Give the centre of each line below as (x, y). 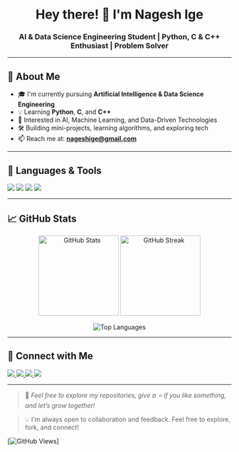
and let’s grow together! (60, 405)
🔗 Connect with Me (51, 356)
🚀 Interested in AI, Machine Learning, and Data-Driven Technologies (117, 120)
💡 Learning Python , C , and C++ (64, 112)
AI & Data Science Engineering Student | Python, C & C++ (119, 37)
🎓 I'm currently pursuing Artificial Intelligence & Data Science (111, 94)
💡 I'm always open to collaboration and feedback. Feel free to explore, (128, 419)
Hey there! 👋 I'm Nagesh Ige (119, 15)
